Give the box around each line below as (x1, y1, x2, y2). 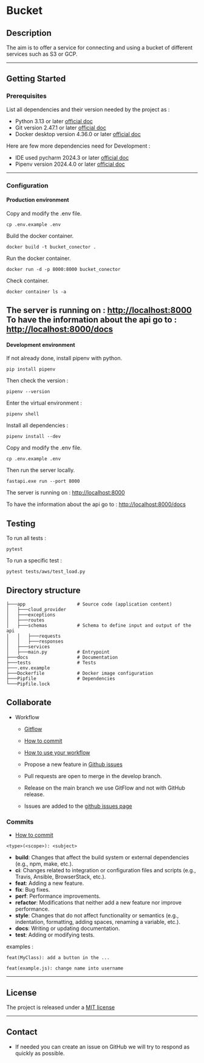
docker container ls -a (6, 289, 67, 295)
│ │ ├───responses (6, 638, 64, 644)
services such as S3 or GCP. (6, 50, 78, 58)
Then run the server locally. (6, 467, 75, 474)
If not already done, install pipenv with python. (6, 355, 123, 362)
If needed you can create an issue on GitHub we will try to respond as (15, 1043, 190, 1050)
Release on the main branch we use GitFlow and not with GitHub (24, 784, 185, 791)
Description (6, 28, 52, 38)
